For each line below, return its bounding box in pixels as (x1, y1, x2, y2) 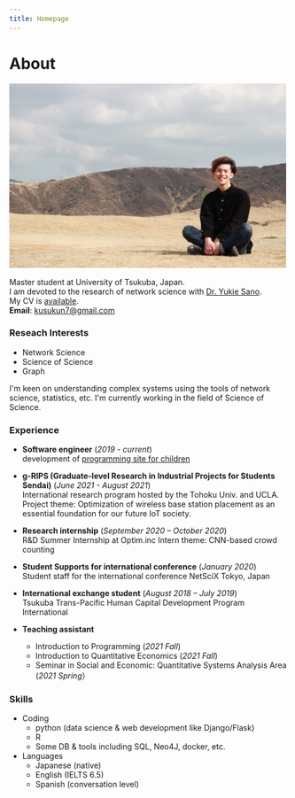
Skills (9, 693, 34, 706)
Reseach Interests (9, 327, 89, 339)
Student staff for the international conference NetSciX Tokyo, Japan (21, 571, 270, 582)
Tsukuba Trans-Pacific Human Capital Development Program (21, 598, 245, 608)
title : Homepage (9, 14, 69, 23)
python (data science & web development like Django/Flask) (35, 723, 255, 733)
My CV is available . (9, 295, 80, 306)
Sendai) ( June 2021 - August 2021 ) (21, 480, 151, 491)
